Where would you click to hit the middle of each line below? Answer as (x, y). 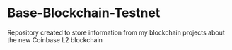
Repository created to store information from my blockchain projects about (116, 32)
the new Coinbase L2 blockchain (55, 39)
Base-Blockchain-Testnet (84, 13)
